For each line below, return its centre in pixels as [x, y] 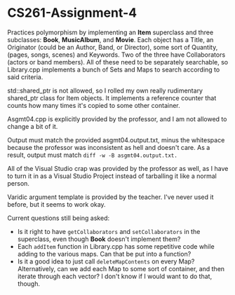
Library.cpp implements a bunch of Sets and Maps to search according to [114, 69]
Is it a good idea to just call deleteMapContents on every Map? [106, 261]
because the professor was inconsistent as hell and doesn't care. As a [109, 147]
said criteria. [25, 77]
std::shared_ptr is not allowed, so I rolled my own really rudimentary [105, 90]
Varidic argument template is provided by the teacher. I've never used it [110, 197]
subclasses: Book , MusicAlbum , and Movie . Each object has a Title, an [110, 39]
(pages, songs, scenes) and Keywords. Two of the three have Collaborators [116, 55]
